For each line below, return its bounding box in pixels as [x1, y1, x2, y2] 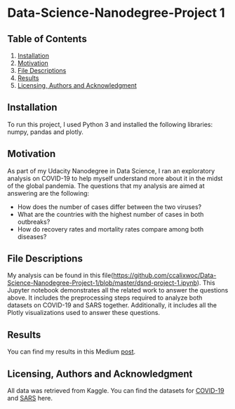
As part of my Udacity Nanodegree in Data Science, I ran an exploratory [7, 166, 215, 175]
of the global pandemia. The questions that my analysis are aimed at [7, 181, 205, 190]
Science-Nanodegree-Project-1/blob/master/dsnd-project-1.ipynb [7, 279, 198, 287]
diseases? [17, 232, 47, 241]
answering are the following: [7, 189, 90, 197]
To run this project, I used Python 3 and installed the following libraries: [7, 120, 213, 128]
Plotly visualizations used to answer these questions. [7, 309, 160, 317]
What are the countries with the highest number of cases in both [17, 210, 204, 218]
